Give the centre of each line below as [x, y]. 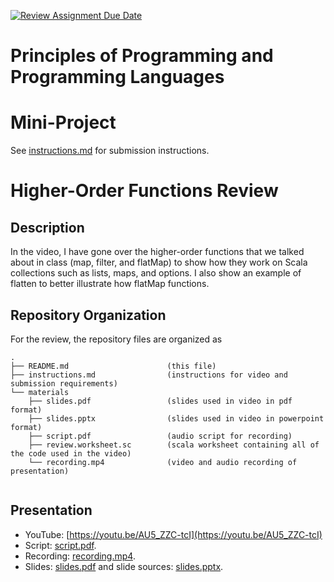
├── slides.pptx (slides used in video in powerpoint [176, 418]
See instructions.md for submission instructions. [110, 151]
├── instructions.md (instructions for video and [149, 375]
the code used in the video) [71, 453]
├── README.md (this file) [113, 366]
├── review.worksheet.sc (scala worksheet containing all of [174, 445]
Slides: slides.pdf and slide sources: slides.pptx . [124, 566]
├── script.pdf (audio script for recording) [160, 436]
